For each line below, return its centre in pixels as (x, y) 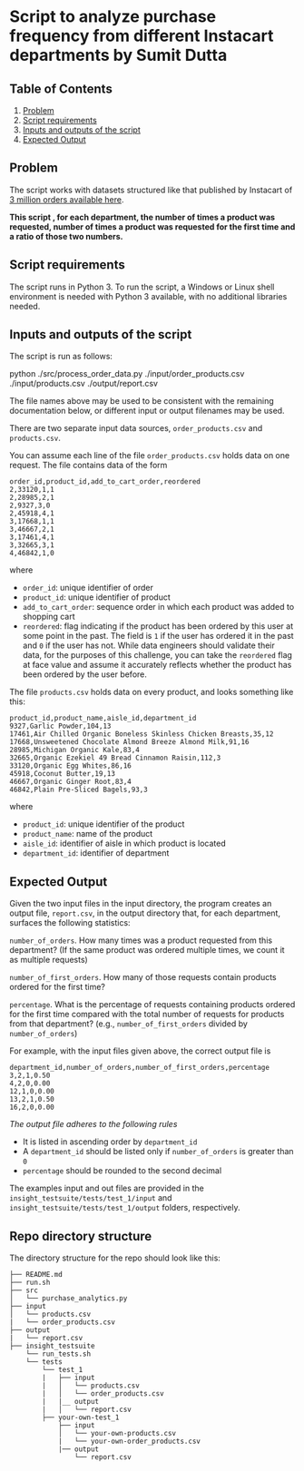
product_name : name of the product (88, 834)
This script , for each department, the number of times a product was (142, 217)
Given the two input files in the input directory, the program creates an (141, 904)
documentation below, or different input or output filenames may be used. (147, 411)
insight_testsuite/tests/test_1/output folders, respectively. (125, 1208)
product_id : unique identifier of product (96, 597)
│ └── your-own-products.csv (117, 1434)
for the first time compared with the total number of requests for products (147, 1015)
